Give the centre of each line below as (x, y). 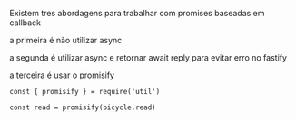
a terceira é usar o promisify (62, 75)
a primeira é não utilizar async (66, 40)
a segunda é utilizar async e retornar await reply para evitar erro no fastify (148, 57)
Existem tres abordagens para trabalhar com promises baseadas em (137, 13)
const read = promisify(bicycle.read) (83, 107)
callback (25, 23)
